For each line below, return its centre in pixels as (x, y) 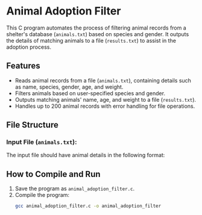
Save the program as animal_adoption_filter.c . (75, 189)
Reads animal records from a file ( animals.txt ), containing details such (103, 80)
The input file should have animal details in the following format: (86, 155)
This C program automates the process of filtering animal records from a (96, 28)
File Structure (32, 125)
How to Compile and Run (53, 174)
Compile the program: (42, 195)
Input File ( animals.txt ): (42, 142)
